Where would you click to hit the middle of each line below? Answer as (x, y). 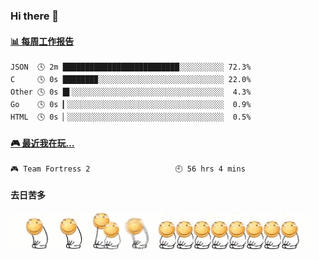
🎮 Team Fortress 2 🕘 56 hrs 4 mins (128, 169)
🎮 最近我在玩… (42, 143)
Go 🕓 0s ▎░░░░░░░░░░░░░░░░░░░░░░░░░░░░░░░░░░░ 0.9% (131, 105)
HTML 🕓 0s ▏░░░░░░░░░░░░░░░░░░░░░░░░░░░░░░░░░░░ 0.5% (131, 117)
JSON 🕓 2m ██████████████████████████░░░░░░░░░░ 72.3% (131, 67)
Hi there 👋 (35, 16)
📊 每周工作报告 (42, 41)
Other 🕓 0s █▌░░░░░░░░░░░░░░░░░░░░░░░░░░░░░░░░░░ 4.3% (131, 92)
